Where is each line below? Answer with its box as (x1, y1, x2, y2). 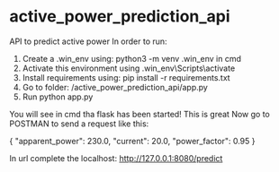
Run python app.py (22, 91, 94, 102)
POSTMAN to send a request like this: (9, 118, 149, 129)
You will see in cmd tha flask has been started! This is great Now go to (9, 108, 270, 119)
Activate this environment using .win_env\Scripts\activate (22, 63, 236, 73)
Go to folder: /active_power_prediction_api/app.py (22, 82, 209, 92)
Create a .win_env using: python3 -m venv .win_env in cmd (22, 53, 241, 64)
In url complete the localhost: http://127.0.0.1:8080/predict (9, 152, 223, 163)
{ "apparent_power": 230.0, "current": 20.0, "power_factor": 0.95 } (9, 135, 256, 146)
